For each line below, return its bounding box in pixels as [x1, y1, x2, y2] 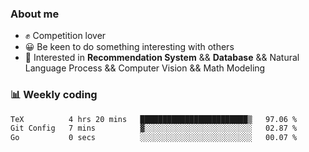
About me [10, 7, 60, 21]
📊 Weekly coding [10, 88, 98, 102]
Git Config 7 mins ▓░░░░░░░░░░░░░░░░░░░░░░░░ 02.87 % [10, 123, 298, 134]
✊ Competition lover [24, 30, 107, 42]
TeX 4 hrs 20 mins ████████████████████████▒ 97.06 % [10, 114, 298, 124]
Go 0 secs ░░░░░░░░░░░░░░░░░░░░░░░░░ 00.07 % [10, 133, 298, 143]
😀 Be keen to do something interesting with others [24, 41, 235, 53]
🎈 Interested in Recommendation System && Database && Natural [24, 52, 300, 64]
